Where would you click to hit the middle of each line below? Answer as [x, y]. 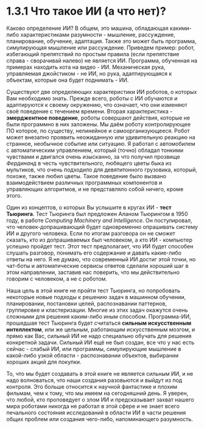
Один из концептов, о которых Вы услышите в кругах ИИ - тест [89, 207]
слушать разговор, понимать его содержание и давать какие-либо [94, 253]
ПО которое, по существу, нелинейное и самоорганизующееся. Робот [98, 131]
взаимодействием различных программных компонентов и [84, 182]
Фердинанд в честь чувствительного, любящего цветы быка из [89, 163]
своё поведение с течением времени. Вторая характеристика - [90, 111]
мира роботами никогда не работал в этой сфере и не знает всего [93, 406]
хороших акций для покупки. [44, 362]
